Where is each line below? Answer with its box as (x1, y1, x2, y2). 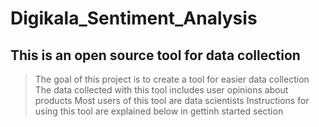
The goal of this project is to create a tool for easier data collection (34, 73, 310, 85)
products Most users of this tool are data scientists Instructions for (34, 95, 310, 106)
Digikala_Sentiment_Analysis (10, 7, 258, 30)
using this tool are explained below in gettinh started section (34, 105, 284, 117)
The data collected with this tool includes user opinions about (34, 84, 289, 96)
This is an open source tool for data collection (10, 47, 301, 64)
